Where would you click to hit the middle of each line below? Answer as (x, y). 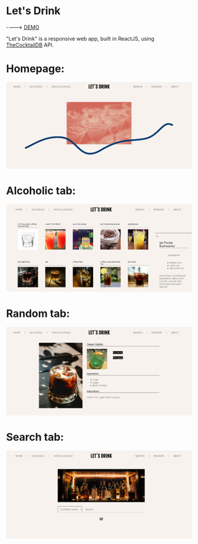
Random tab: (38, 314)
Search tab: (35, 437)
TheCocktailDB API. (30, 45)
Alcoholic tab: (41, 191)
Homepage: (35, 69)
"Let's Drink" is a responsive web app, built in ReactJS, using (80, 38)
